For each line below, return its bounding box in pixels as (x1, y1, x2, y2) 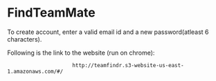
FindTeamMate (7, 5, 96, 21)
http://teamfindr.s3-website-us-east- (72, 62, 185, 69)
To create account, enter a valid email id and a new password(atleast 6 (7, 28, 209, 36)
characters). (7, 35, 42, 43)
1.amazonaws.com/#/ (7, 68, 64, 75)
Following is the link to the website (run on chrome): (7, 48, 155, 57)
